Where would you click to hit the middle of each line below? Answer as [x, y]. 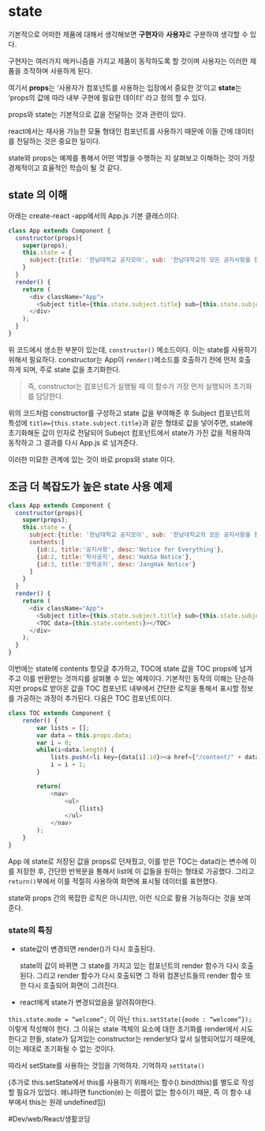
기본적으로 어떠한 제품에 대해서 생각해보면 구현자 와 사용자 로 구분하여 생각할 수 [128, 34]
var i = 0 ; [54, 743]
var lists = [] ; [63, 728]
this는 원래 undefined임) [67, 1103]
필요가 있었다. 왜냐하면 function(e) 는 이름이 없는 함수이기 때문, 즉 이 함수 [129, 1092]
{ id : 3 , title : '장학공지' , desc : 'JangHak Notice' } [116, 564]
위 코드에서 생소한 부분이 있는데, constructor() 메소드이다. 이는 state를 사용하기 [132, 350]
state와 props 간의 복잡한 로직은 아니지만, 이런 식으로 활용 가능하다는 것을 [122, 898]
